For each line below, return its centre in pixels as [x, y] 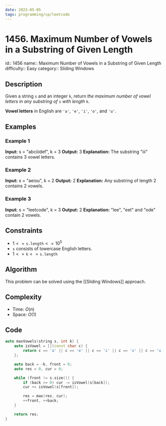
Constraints [24, 230]
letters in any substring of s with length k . [47, 101]
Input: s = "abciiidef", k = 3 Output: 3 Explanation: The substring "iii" [77, 152]
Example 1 [18, 141]
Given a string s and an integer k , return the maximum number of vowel [78, 96]
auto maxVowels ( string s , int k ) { [42, 341]
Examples [21, 127]
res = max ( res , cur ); [45, 396]
